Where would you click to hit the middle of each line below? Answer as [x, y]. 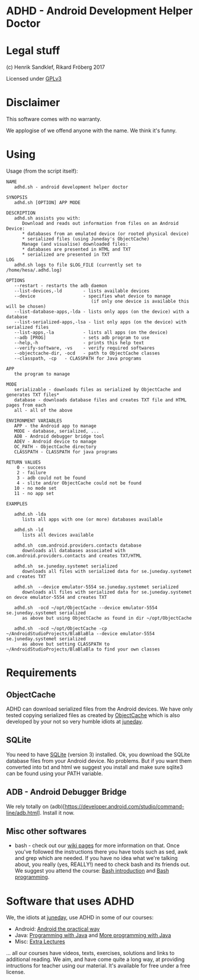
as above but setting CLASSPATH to [66, 644]
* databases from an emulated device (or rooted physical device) [105, 234]
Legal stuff [33, 51]
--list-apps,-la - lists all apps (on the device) [91, 332]
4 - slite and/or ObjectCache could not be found [79, 483]
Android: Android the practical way [57, 929]
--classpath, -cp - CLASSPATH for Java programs [78, 359]
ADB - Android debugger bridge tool [59, 436]
